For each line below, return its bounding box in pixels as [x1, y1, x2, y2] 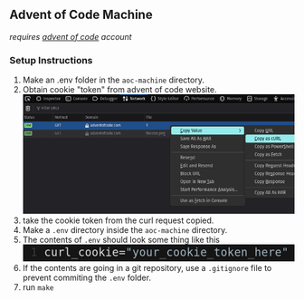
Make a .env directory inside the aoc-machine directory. [22, 225, 228, 236]
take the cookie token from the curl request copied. [22, 215, 214, 226]
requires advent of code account [9, 31, 133, 42]
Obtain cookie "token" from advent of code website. [22, 84, 217, 95]
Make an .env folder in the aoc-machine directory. [22, 74, 205, 85]
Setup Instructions [9, 53, 93, 66]
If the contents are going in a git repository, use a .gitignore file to [22, 263, 272, 274]
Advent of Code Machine [9, 7, 153, 23]
